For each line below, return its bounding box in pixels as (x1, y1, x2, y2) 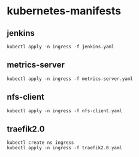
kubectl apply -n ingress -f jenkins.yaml (7, 44, 114, 50)
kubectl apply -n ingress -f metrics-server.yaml (7, 76, 134, 82)
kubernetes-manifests (7, 4, 122, 18)
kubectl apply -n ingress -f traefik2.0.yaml (7, 145, 122, 151)
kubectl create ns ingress (7, 140, 74, 146)
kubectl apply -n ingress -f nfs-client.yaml (7, 107, 122, 114)
